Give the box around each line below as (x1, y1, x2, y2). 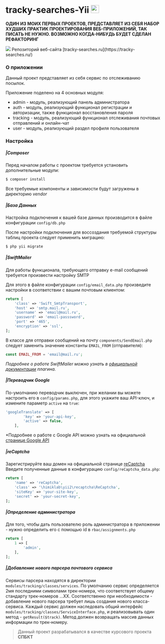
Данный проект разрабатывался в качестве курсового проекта (17, 628, 152, 635)
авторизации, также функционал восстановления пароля (12, 110, 133, 116)
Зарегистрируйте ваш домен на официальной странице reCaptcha (5, 461, 145, 467)
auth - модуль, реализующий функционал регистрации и (12, 105, 132, 110)
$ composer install (5, 177, 46, 182)
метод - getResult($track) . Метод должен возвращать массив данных (5, 614, 154, 620)
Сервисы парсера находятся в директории (5, 577, 96, 583)
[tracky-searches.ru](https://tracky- (62, 46, 136, 52)
